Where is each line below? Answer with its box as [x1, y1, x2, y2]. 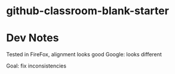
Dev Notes [6, 31, 59, 45]
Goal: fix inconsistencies [6, 62, 67, 69]
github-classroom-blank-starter [6, 4, 169, 18]
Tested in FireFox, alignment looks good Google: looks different [6, 51, 162, 58]
